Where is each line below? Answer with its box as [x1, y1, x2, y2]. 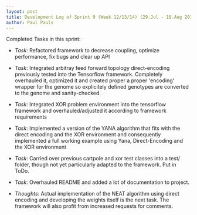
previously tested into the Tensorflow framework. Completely [14, 71, 163, 78]
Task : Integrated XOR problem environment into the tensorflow [14, 101, 167, 108]
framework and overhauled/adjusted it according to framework [14, 107, 167, 115]
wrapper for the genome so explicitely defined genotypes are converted [14, 83, 189, 90]
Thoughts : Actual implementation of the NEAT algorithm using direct [14, 190, 180, 197]
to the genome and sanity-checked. [14, 89, 101, 97]
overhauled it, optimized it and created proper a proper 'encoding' [14, 77, 175, 84]
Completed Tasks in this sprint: [6, 36, 81, 43]
